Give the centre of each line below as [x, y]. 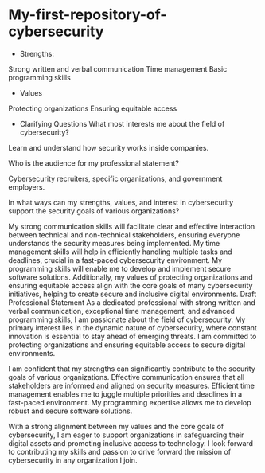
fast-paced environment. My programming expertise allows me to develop [130, 402]
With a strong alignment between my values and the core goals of [116, 426]
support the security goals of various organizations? [94, 211]
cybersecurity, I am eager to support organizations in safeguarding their [126, 435]
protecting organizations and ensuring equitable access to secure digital [127, 345]
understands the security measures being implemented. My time [114, 243]
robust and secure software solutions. [70, 411]
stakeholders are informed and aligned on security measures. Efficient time [131, 385]
